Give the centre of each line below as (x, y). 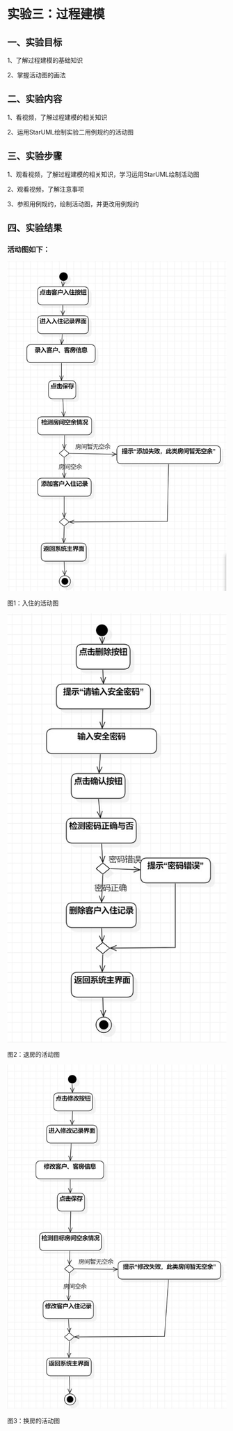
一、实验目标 (35, 42)
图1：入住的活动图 (33, 603)
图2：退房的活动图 (34, 1054)
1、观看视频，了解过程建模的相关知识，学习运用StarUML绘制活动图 (103, 174)
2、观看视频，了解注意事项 (46, 189)
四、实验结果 (35, 228)
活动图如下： (29, 250)
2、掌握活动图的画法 (37, 75)
